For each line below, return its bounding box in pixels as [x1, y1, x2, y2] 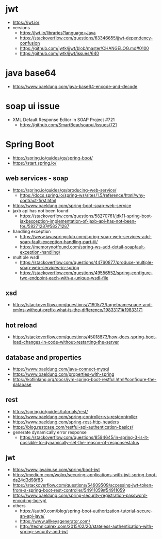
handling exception [12, 228, 51, 234]
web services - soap [5, 174, 68, 183]
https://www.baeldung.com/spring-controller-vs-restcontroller [12, 414, 138, 419]
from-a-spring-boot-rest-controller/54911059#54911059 [12, 487, 125, 493]
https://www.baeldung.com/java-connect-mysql [12, 366, 109, 372]
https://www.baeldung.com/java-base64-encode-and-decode [12, 84, 138, 89]
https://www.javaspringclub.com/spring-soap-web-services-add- [19, 233, 152, 239]
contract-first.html [19, 197, 57, 203]
